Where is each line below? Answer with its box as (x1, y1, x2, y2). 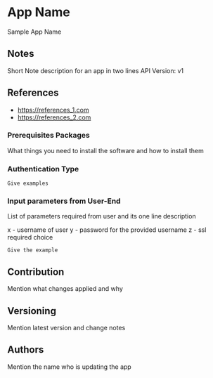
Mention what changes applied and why (7, 285, 123, 293)
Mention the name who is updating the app (7, 363, 131, 371)
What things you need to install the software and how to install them (7, 146, 204, 155)
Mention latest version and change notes (7, 324, 126, 332)
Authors (7, 344, 44, 356)
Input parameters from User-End (7, 196, 121, 206)
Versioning (7, 305, 56, 317)
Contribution (7, 266, 65, 278)
